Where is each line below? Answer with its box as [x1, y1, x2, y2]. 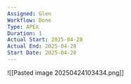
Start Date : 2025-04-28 [7, 50, 77, 57]
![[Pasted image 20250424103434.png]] [7, 68, 125, 77]
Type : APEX [7, 23, 39, 30]
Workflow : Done [7, 17, 52, 24]
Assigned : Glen [7, 10, 52, 17]
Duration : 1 [7, 29, 42, 37]
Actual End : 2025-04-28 [7, 43, 77, 50]
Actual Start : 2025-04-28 [7, 36, 83, 43]
